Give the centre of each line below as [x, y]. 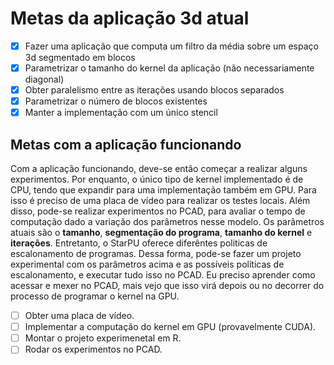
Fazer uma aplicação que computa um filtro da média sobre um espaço [171, 46]
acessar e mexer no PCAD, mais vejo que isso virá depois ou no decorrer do [167, 286]
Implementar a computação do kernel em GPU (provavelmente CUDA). [170, 327]
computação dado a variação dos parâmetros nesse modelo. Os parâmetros [167, 222]
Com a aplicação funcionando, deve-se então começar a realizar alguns [159, 169]
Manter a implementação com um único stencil [121, 113]
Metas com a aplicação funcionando [126, 144]
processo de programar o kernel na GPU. [95, 296]
